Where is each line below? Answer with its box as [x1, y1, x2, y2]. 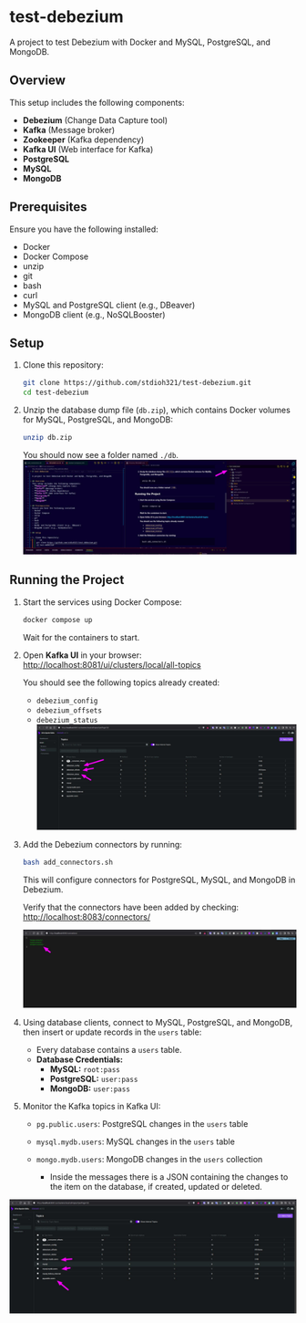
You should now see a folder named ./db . [22, 450, 179, 460]
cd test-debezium [22, 388, 89, 398]
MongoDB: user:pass [49, 1083, 130, 1094]
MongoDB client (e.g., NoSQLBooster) [22, 308, 166, 320]
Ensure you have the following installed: [9, 224, 159, 234]
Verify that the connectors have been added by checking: [22, 901, 240, 912]
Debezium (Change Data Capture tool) [22, 114, 168, 125]
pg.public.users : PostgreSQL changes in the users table [36, 1118, 249, 1129]
